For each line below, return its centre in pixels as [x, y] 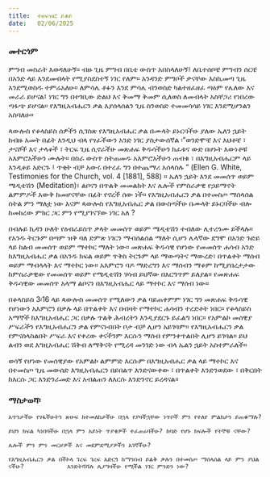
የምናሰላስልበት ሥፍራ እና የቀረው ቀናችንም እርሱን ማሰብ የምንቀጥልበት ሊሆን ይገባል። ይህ [128, 335]
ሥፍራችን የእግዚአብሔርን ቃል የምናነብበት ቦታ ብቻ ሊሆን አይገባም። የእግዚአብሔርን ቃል [126, 326]
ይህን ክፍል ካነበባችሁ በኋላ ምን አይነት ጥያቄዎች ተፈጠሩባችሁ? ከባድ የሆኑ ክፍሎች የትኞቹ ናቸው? [130, 431]
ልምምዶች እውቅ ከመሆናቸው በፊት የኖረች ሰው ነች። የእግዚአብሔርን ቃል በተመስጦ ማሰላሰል [131, 194]
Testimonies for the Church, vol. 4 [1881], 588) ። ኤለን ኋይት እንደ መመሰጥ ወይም [131, 176]
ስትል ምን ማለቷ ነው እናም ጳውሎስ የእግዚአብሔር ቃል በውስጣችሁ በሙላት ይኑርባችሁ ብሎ [130, 203]
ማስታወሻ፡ [25, 400]
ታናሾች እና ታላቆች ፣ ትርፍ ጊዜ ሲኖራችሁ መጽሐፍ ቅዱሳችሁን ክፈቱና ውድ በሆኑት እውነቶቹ [128, 149]
